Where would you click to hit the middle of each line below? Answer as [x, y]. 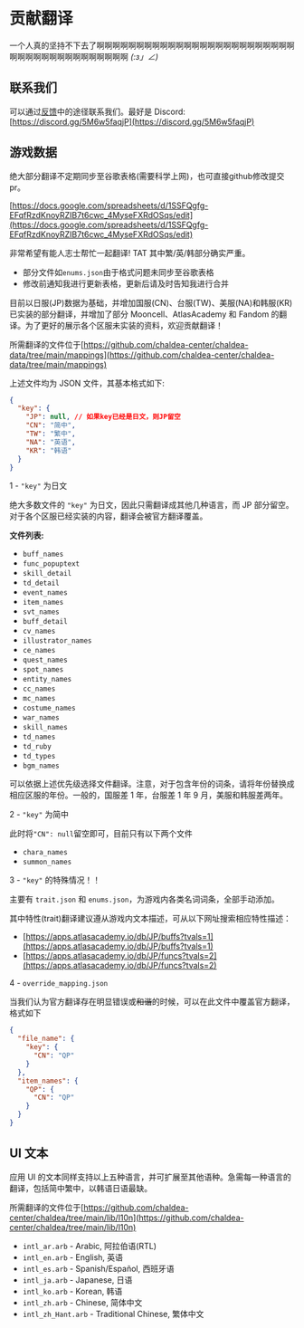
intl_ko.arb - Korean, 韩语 [72, 1291]
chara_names [45, 853]
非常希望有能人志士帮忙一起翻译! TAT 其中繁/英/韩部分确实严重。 [130, 253]
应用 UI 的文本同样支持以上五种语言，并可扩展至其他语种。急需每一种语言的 [151, 1177]
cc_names [39, 689]
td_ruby [37, 747]
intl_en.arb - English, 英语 [73, 1257]
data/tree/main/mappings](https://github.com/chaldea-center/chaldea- [142, 355]
